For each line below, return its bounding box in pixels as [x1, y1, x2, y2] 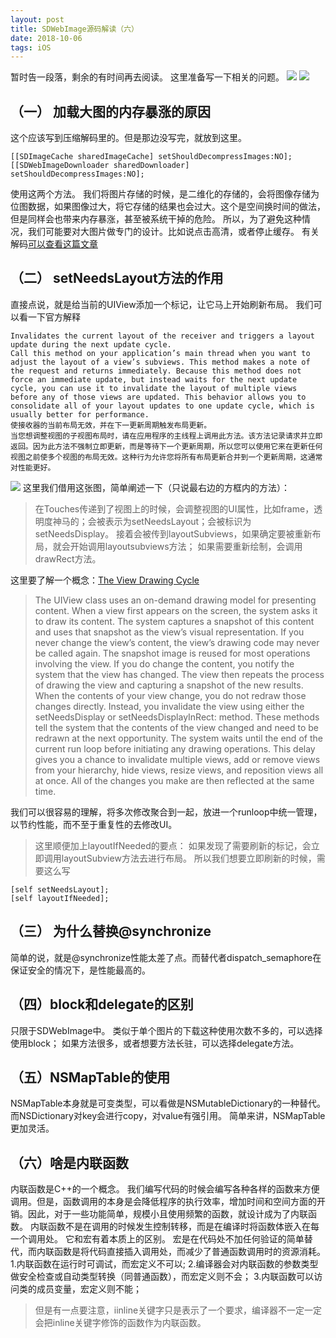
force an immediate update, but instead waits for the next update [10, 374, 298, 385]
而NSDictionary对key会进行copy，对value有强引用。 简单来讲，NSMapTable [10, 1110, 326, 1122]
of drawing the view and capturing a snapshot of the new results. [34, 679, 304, 691]
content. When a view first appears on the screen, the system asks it [34, 604, 318, 616]
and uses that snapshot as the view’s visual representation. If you [34, 626, 305, 638]
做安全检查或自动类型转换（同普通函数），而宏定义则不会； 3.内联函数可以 [10, 1271, 315, 1283]
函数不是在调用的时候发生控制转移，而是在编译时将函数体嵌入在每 [47, 1221, 320, 1233]
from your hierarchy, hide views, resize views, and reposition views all [34, 764, 324, 776]
